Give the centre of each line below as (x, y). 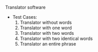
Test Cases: (25, 17)
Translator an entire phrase (48, 44)
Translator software (26, 7)
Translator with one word (46, 28)
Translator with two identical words (56, 38)
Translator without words (46, 22)
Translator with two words (47, 33)
